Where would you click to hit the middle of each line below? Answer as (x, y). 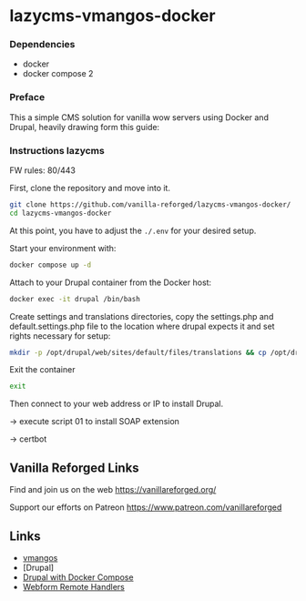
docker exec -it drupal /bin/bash (75, 299)
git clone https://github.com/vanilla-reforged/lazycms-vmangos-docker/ (150, 205)
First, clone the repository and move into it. (90, 188)
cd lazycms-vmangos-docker (61, 213)
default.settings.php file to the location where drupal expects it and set (142, 326)
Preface (27, 97)
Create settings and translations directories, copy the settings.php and (142, 316)
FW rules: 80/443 (42, 170)
